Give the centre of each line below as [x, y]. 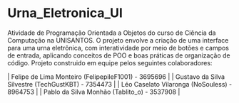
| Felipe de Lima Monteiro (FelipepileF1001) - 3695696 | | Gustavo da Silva [116, 77]
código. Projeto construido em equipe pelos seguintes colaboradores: [110, 63]
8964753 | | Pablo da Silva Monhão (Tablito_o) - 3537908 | [94, 92]
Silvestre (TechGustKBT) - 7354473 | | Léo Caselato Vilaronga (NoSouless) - [120, 84]
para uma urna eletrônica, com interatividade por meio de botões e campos [118, 48]
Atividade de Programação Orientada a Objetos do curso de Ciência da [112, 33]
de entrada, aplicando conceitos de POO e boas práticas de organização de [119, 55]
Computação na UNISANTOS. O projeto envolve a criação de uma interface [118, 40]
